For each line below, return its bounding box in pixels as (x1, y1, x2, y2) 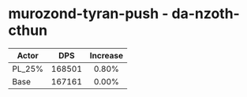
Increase (89, 50, 124, 61)
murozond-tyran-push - (8, 5, 169, 23)
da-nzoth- (171, 5, 241, 23)
